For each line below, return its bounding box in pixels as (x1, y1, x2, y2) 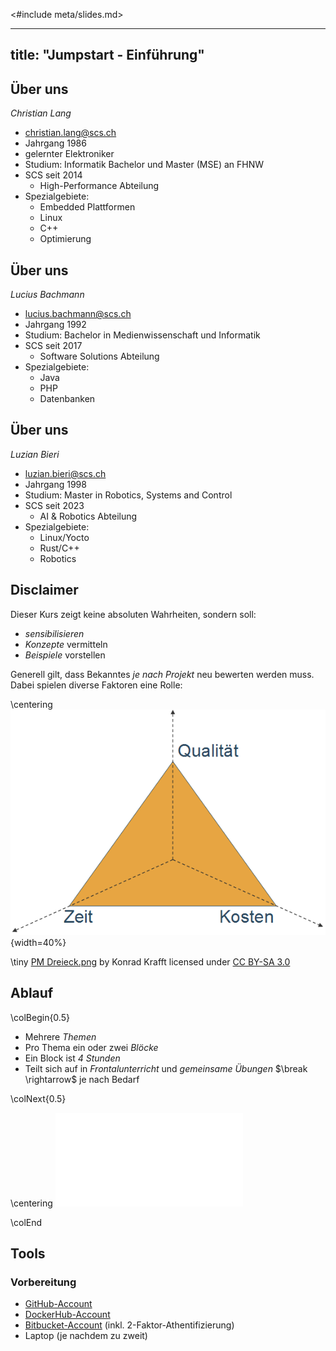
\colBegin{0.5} (10, 1011, 70, 1023)
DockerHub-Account (24, 1309, 111, 1321)
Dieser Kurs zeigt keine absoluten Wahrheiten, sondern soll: (10, 608, 257, 620)
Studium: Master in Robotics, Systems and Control (24, 489, 233, 501)
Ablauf (10, 985, 54, 1002)
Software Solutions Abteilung (39, 350, 160, 363)
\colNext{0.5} (10, 1092, 67, 1104)
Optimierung (39, 233, 92, 245)
